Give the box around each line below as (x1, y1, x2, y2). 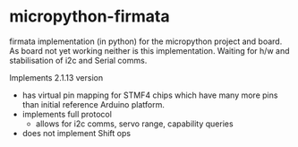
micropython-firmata (9, 6, 170, 27)
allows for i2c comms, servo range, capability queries (35, 118, 234, 129)
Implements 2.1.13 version (9, 72, 104, 82)
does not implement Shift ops (21, 127, 132, 138)
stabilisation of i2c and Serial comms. (9, 55, 148, 65)
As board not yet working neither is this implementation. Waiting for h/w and (9, 45, 290, 56)
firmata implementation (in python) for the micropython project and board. (9, 36, 283, 47)
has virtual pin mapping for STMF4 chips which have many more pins (21, 90, 278, 100)
